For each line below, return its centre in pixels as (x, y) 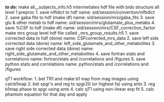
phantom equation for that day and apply (46, 94)
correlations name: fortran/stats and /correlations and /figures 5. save (75, 59)
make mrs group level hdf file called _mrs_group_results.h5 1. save (72, 33)
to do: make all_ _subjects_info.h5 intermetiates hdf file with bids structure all (82, 7)
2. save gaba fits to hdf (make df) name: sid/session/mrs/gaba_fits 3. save (80, 17)
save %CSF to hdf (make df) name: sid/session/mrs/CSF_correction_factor (80, 28)
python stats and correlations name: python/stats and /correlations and (77, 64)
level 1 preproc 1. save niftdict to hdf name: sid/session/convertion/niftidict (80, 12)
